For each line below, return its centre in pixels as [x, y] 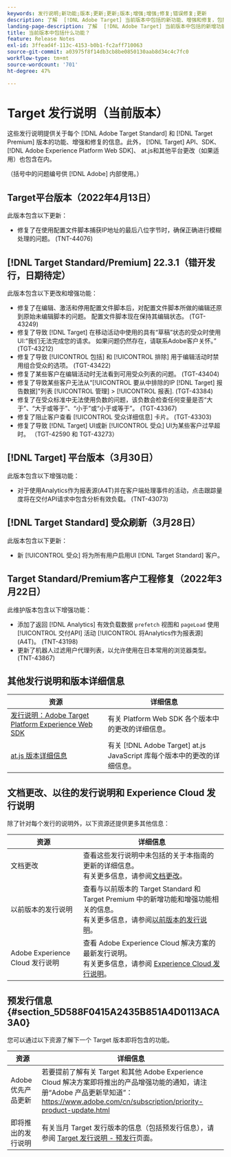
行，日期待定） [39, 275]
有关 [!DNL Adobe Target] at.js [157, 745]
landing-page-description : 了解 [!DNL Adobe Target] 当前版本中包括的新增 [112, 26]
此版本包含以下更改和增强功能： [52, 294]
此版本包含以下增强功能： [43, 476]
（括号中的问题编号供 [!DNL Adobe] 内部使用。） [75, 174]
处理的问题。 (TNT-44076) [55, 239]
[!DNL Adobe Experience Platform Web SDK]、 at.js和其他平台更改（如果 [110, 151]
